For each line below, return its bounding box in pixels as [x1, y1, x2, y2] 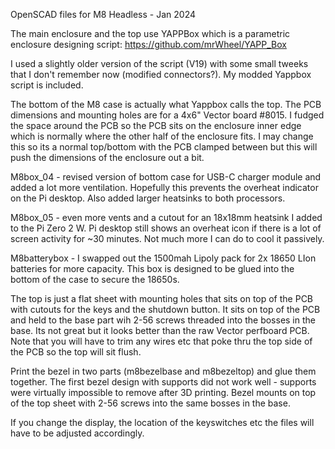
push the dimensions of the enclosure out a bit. [10, 152, 205, 163]
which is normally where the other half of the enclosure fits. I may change [10, 130, 314, 142]
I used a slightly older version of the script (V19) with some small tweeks [10, 58, 309, 69]
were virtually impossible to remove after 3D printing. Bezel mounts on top [10, 387, 317, 398]
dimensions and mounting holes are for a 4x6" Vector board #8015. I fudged [10, 109, 325, 121]
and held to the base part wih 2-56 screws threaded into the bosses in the [10, 314, 316, 326]
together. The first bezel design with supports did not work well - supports [10, 376, 317, 388]
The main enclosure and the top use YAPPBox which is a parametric [10, 28, 291, 39]
